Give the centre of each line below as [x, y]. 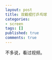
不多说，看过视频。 [25, 52]
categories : [17, 19]
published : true [22, 33]
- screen [14, 24]
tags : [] [14, 28]
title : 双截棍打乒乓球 [26, 14]
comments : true [21, 38]
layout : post [19, 10]
